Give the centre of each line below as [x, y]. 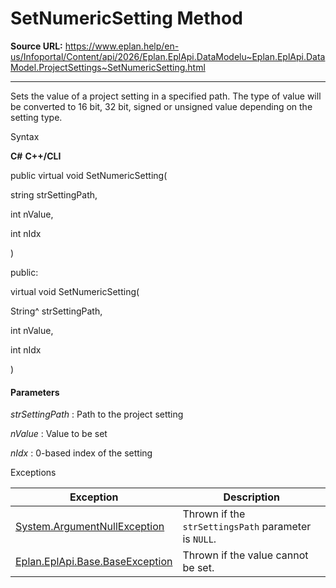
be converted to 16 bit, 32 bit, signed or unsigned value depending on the [161, 106]
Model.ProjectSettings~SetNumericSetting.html [108, 67]
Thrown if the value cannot [245, 555]
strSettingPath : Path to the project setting [97, 414]
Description [251, 497]
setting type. [36, 117]
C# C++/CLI [36, 156]
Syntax [25, 136]
